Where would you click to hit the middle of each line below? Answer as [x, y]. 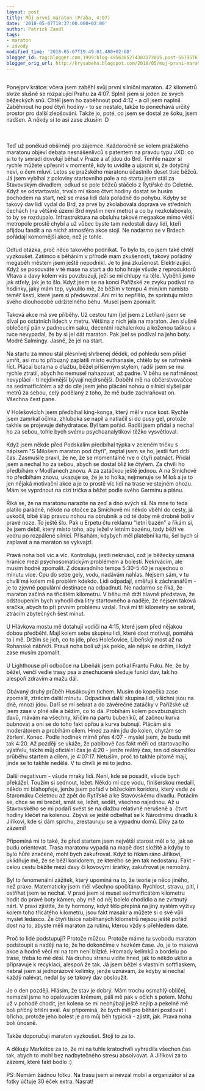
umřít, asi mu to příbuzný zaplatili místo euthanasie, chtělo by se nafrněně [99, 360]
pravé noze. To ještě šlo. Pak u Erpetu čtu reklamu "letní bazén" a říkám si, [100, 522]
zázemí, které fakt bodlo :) [39, 1062]
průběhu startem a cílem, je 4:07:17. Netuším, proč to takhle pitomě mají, [97, 756]
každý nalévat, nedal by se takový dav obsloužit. [67, 977]
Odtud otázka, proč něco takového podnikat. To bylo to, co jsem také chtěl [100, 250]
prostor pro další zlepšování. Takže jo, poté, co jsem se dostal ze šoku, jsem [102, 113]
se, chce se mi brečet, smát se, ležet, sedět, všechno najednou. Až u [93, 802]
